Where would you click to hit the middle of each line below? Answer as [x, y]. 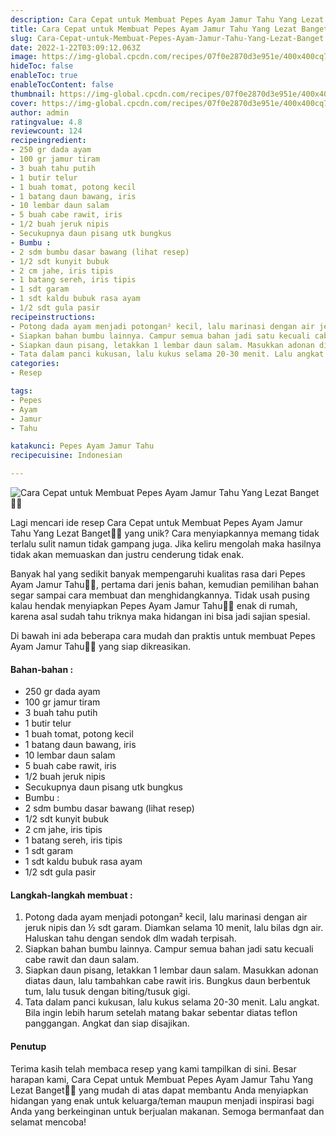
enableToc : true [44, 76]
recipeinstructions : [53, 317]
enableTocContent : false [62, 85]
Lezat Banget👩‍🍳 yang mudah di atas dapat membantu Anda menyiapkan [159, 1090]
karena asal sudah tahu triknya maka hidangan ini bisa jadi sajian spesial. [160, 616]
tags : [21, 391]
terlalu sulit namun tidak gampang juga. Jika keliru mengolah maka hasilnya [166, 544]
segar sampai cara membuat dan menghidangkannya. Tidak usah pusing [160, 595]
